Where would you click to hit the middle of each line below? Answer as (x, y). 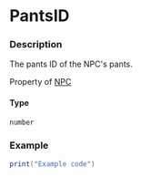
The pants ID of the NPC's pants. (71, 64)
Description (36, 45)
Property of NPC (40, 82)
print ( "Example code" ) (52, 164)
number (22, 122)
